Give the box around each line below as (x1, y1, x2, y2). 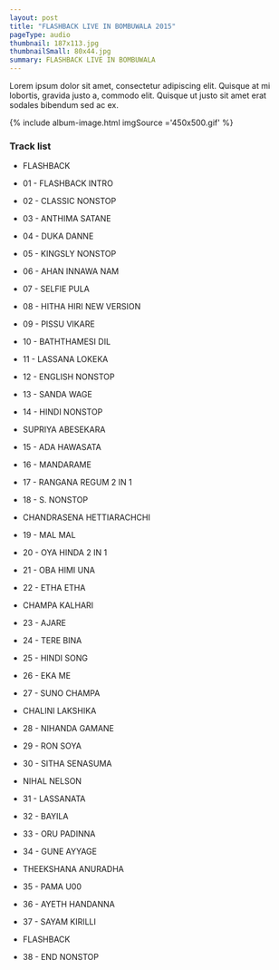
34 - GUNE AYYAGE (22, 846, 98, 857)
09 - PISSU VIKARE (22, 318, 95, 329)
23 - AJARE (22, 618, 66, 629)
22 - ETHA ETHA (22, 583, 86, 593)
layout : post (9, 13, 59, 23)
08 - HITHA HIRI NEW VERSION (22, 301, 141, 312)
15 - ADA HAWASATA (22, 442, 101, 453)
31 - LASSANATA (22, 793, 86, 804)
